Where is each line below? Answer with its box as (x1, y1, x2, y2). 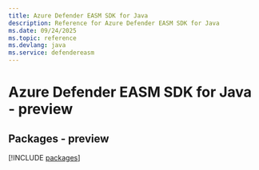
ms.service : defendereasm (8, 49, 94, 57)
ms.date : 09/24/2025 (8, 26, 78, 34)
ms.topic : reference (8, 34, 78, 42)
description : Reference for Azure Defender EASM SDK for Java (8, 19, 220, 27)
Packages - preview (8, 132, 110, 145)
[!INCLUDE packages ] (8, 153, 81, 162)
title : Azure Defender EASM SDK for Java (8, 11, 149, 20)
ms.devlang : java (8, 42, 66, 49)
